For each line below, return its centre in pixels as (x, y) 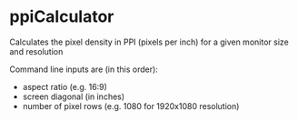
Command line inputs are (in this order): (84, 69)
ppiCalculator (62, 17)
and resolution (36, 51)
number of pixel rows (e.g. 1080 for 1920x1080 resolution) (131, 106)
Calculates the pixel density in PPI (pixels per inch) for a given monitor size (149, 42)
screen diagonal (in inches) (74, 96)
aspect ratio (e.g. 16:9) (65, 86)
